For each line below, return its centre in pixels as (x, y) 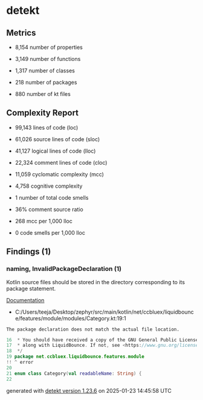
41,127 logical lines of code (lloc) (55, 151)
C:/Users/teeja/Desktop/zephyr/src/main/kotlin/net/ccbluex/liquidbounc (105, 312)
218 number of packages (46, 82)
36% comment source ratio (49, 209)
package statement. (31, 288)
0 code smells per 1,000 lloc (50, 232)
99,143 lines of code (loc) (47, 127)
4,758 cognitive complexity (49, 186)
